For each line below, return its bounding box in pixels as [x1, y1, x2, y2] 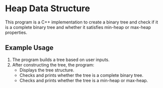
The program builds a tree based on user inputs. [12, 57, 110, 63]
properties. [5, 29, 27, 35]
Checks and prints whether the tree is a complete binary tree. [19, 72, 143, 78]
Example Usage [5, 44, 54, 52]
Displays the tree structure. [19, 67, 74, 73]
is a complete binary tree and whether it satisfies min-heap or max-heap [5, 24, 151, 30]
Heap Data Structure [5, 3, 91, 14]
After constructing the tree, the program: [12, 62, 94, 67]
